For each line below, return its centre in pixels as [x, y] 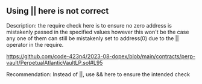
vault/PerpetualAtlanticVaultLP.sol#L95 [55, 62]
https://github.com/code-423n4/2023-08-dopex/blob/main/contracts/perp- [101, 56]
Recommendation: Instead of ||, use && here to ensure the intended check [98, 74]
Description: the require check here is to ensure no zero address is [89, 25]
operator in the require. [35, 44]
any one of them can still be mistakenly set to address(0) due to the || [93, 38]
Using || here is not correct [58, 11]
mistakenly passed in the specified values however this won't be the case [98, 32]
